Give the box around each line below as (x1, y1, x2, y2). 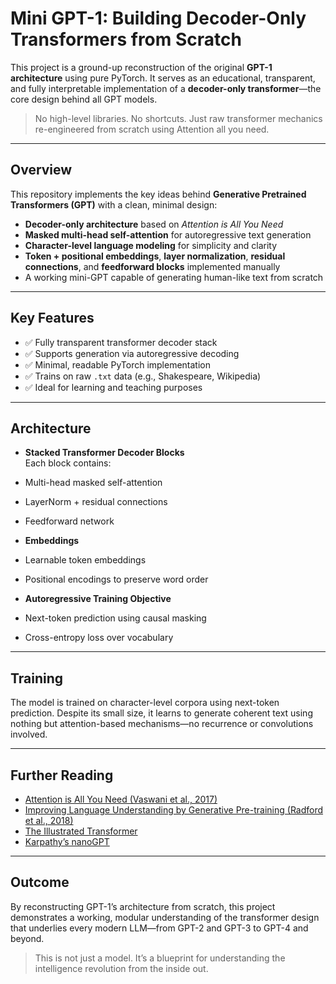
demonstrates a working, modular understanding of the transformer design (10, 911, 320, 923)
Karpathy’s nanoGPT (24, 836, 110, 847)
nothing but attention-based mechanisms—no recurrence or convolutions (10, 718, 314, 730)
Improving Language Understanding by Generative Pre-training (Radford (24, 804, 324, 816)
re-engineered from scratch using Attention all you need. (34, 123, 270, 135)
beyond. (10, 932, 45, 944)
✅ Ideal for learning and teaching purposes (24, 381, 203, 393)
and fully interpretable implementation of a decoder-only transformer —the (10, 82, 322, 94)
